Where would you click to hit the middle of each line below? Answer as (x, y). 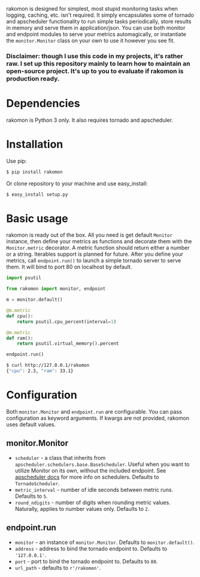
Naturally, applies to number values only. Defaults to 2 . (82, 509)
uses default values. (31, 424)
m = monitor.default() (34, 300)
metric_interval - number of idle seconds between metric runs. (94, 489)
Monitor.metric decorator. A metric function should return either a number (98, 248)
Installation (35, 144)
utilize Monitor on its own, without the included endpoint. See (90, 470)
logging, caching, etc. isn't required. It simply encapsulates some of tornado (100, 15)
